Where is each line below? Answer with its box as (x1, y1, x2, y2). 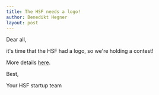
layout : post (6, 20, 39, 26)
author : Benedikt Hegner (6, 14, 68, 20)
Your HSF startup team (6, 82, 62, 89)
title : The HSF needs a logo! (6, 8, 81, 15)
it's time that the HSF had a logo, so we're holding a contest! (6, 47, 154, 55)
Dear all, (6, 36, 27, 43)
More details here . (6, 59, 51, 66)
